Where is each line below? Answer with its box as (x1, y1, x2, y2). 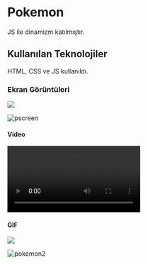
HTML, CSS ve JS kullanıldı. (7, 66, 89, 75)
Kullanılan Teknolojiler (7, 48, 108, 60)
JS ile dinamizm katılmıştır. (7, 28, 85, 36)
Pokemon (7, 4, 64, 20)
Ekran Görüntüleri (7, 84, 70, 94)
